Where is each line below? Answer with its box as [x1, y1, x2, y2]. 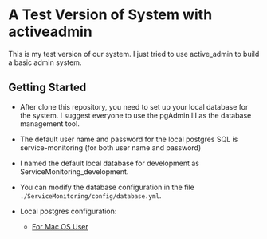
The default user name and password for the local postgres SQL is [19, 134, 238, 144]
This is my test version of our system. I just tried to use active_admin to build [8, 49, 260, 58]
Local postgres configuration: [19, 206, 117, 216]
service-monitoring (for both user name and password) [19, 142, 202, 153]
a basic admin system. [8, 58, 82, 67]
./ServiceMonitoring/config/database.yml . [19, 190, 162, 201]
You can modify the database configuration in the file [19, 182, 195, 192]
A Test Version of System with [8, 6, 213, 24]
